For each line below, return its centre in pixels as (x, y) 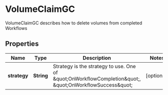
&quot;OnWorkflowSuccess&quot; (92, 85)
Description (97, 58)
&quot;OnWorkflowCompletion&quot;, (97, 79)
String (41, 76)
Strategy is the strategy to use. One (94, 66)
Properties (22, 44)
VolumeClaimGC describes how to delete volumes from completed (74, 23)
